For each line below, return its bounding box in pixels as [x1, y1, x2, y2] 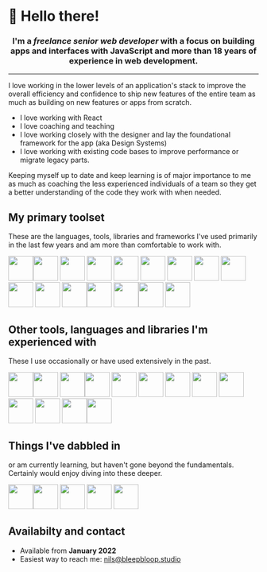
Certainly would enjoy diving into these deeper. [8, 468, 163, 477]
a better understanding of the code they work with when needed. [8, 187, 222, 197]
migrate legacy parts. [19, 155, 90, 165]
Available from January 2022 [19, 546, 117, 555]
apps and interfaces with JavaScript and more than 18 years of [10, 45, 257, 56]
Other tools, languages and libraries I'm [8, 323, 208, 336]
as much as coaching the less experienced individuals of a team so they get [8, 179, 257, 189]
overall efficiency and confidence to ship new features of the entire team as [8, 89, 256, 99]
